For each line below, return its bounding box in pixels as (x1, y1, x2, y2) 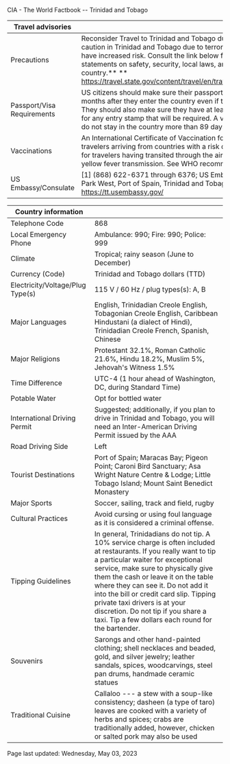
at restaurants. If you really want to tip (94, 546, 216, 555)
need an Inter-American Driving (94, 422, 197, 431)
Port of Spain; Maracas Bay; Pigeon (94, 453, 208, 462)
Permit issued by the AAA (94, 430, 177, 440)
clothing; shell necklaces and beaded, (94, 643, 216, 653)
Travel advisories (13, 22, 72, 32)
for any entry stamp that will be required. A (81, 113, 218, 123)
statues (94, 678, 118, 687)
